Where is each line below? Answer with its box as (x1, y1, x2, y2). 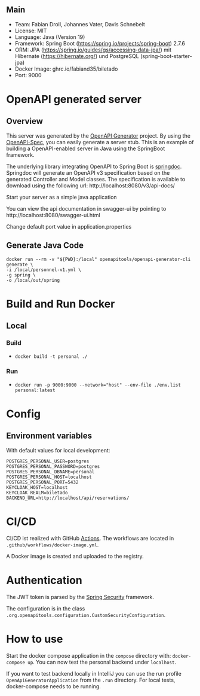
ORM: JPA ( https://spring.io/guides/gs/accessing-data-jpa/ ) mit (14, 46, 172, 53)
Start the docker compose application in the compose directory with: (6, 652, 171, 659)
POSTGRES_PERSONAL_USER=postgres (6, 458, 90, 464)
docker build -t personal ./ (14, 353, 88, 360)
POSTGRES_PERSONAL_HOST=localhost (6, 474, 93, 480)
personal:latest (14, 387, 56, 393)
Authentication (6, 573, 82, 587)
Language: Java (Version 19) (14, 33, 85, 41)
